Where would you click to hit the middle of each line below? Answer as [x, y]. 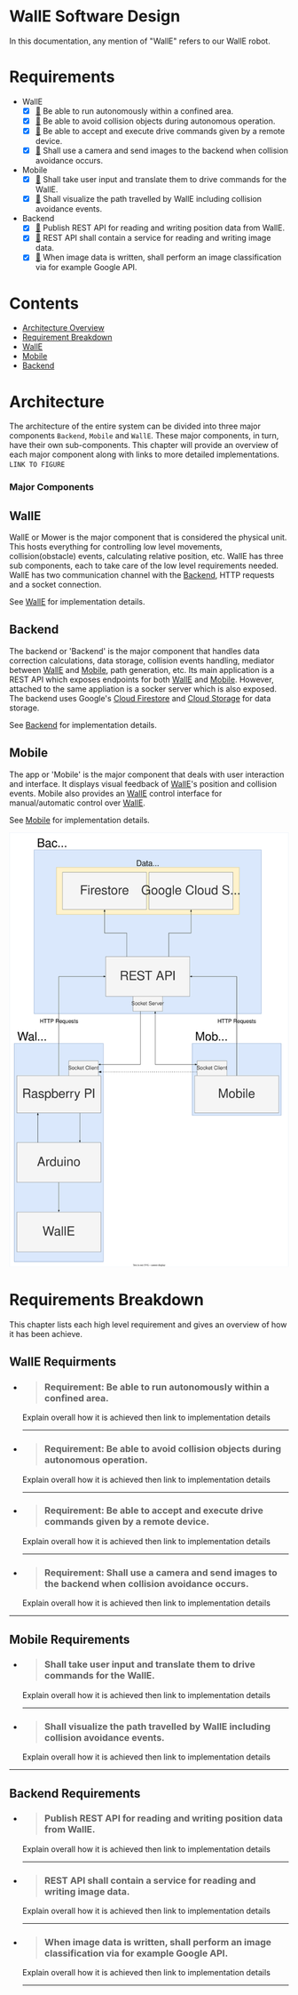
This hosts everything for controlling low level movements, [116, 547]
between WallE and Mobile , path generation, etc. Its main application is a [142, 669]
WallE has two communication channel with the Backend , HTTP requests [142, 575]
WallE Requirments [63, 1362]
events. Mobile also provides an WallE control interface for [116, 793]
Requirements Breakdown [106, 1299]
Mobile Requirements [70, 1639]
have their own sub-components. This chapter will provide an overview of [144, 445]
